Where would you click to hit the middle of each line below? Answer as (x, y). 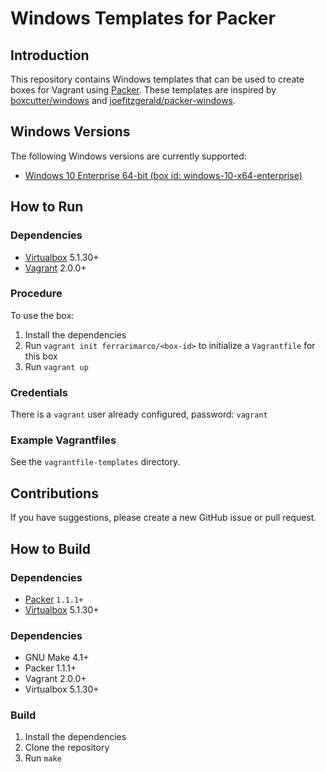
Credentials (39, 392)
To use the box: (42, 315)
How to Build (51, 548)
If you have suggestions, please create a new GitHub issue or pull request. (163, 518)
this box (41, 356)
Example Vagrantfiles (63, 440)
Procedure (36, 294)
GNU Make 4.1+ (57, 658)
